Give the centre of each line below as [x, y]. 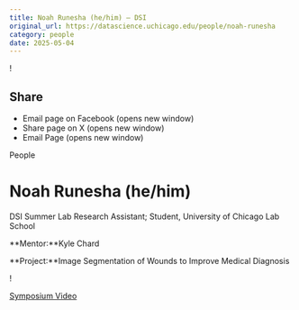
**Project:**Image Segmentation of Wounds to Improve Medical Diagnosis [149, 261]
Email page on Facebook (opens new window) [108, 119]
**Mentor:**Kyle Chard [54, 243]
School [23, 226]
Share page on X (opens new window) [93, 128]
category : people [42, 34]
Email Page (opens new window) [83, 138]
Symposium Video [43, 296]
